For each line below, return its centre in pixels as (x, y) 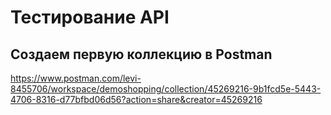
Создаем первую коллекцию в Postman (141, 54)
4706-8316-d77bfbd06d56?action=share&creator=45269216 (136, 99)
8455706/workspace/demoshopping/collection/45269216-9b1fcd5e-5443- (166, 89)
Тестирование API (90, 17)
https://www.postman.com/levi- (76, 78)
